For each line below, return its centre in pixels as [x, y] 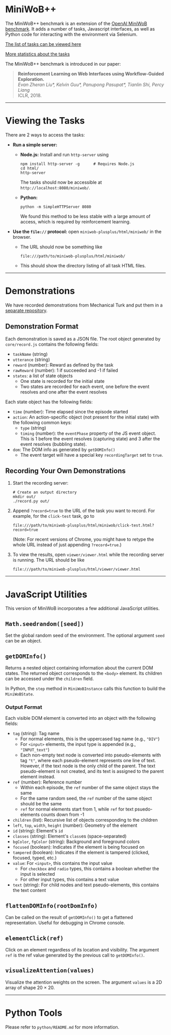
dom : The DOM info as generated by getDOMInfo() [64, 450]
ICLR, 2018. [30, 95]
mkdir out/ [24, 497]
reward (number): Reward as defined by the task [63, 365]
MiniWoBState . [20, 694]
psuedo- [144, 809]
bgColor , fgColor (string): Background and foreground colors [76, 842]
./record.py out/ [31, 501]
